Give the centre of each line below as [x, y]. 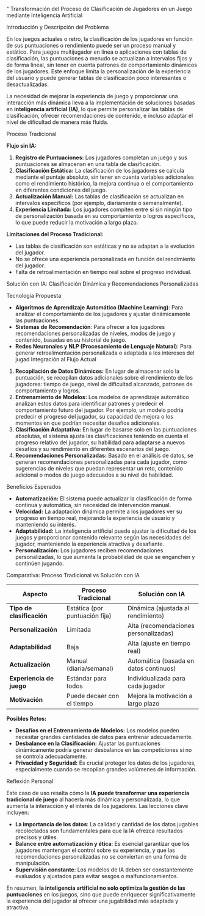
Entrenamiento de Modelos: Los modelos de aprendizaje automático [102, 397]
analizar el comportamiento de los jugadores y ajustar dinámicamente [103, 314]
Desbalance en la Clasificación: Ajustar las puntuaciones [88, 743]
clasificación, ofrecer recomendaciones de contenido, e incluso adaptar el [100, 116]
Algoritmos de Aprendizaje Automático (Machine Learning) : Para [99, 307]
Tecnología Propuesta [34, 296]
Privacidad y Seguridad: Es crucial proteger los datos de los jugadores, [106, 763]
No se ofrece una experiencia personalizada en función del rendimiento [105, 259]
